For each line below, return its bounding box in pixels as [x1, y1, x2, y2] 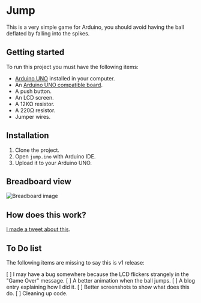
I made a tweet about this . [6, 226, 71, 233]
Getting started [6, 47, 65, 58]
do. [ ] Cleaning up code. [6, 290, 68, 297]
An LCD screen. [14, 94, 54, 101]
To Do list [6, 243, 42, 253]
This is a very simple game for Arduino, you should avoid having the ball [6, 23, 184, 31]
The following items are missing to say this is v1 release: [6, 259, 145, 266]
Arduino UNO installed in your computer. [14, 74, 115, 82]
